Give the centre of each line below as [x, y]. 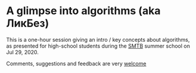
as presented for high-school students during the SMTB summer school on [98, 46]
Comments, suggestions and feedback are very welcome [76, 64]
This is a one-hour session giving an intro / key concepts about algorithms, [98, 39]
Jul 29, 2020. [22, 52]
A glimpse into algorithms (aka [83, 11]
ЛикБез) [28, 23]
